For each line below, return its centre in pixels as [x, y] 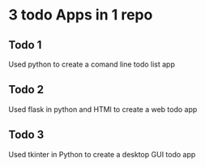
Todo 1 [25, 45]
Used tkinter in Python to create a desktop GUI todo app [102, 154]
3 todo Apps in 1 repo [81, 15]
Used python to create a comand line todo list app [92, 64]
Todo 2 [26, 90]
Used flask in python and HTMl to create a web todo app [103, 109]
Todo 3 [26, 135]
